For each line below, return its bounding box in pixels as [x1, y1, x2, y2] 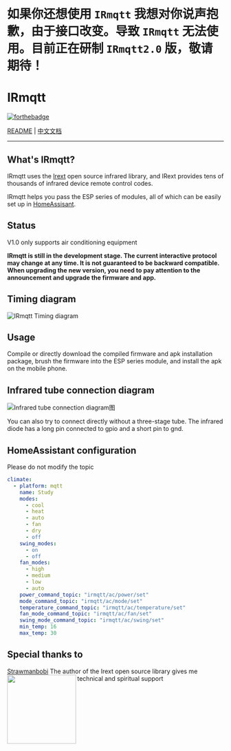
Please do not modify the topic [7, 463, 94, 471]
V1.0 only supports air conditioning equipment [7, 238, 137, 246]
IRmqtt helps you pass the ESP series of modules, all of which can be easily [7, 192, 221, 200]
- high [25, 566, 45, 573]
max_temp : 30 [19, 630, 57, 637]
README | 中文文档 [7, 127, 62, 135]
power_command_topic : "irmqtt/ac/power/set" [19, 591, 149, 598]
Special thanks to [7, 648, 83, 661]
